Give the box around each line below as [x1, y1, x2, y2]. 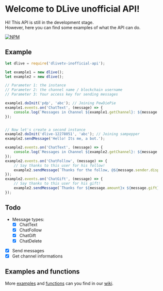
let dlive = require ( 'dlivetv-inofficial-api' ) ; [5, 61, 105, 66]
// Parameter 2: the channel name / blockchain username [5, 87, 123, 93]
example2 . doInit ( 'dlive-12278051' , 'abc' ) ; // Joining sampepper [5, 132, 140, 137]
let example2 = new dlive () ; [5, 74, 64, 79]
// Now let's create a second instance [5, 127, 86, 132]
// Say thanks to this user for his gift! [14, 181, 101, 186]
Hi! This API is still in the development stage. [5, 19, 94, 25]
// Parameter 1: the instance [5, 83, 66, 88]
